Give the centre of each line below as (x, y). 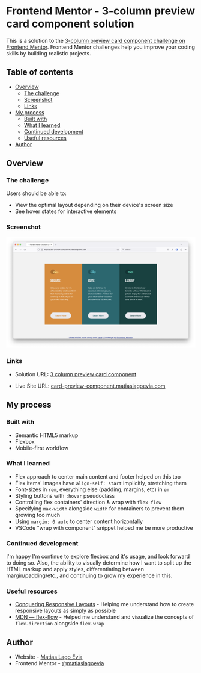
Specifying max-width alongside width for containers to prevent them (100, 508)
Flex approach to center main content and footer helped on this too (98, 476)
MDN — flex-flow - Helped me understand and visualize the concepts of (104, 617)
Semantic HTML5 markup (46, 435)
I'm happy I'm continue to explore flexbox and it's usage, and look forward (98, 557)
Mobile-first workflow (42, 448)
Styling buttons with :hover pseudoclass (65, 495)
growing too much (37, 515)
